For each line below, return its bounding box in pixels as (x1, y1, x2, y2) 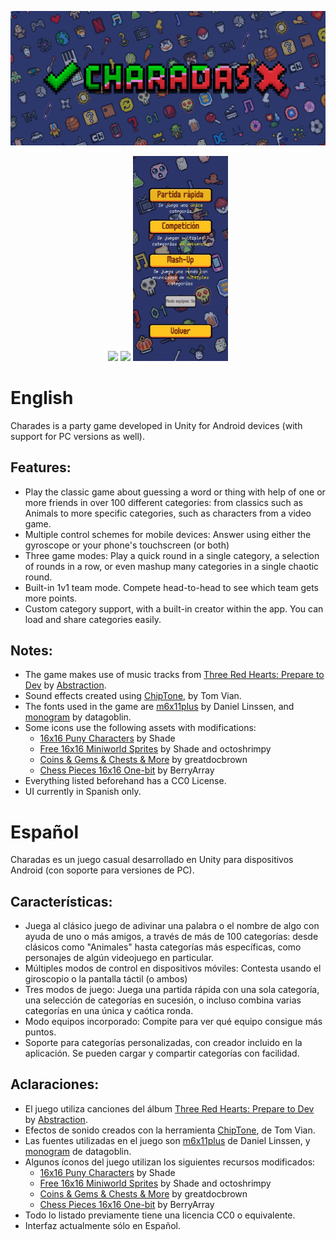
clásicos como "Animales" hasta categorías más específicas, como (24, 941, 302, 953)
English (10, 386, 74, 409)
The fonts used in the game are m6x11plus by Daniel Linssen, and (24, 701, 295, 713)
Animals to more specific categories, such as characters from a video (24, 507, 312, 519)
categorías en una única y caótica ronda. (24, 1005, 194, 1017)
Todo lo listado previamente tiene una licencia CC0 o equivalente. (24, 1209, 296, 1221)
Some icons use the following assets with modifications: (24, 722, 257, 734)
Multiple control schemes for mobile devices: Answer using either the (24, 528, 312, 540)
